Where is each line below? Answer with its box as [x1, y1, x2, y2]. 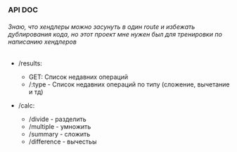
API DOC [8, 5, 38, 15]
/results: [18, 59, 43, 68]
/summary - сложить [28, 130, 91, 139]
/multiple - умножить [28, 122, 91, 131]
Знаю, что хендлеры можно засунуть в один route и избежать [8, 23, 196, 31]
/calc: [18, 101, 35, 110]
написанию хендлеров [8, 37, 77, 46]
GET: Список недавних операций [28, 72, 129, 82]
